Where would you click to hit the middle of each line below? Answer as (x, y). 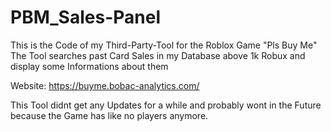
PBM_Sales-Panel (85, 17)
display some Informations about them (89, 66)
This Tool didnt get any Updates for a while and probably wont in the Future (166, 105)
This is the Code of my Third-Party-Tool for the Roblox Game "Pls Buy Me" (164, 45)
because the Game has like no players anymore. (109, 115)
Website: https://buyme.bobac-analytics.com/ (105, 85)
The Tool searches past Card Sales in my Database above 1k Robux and (158, 55)
